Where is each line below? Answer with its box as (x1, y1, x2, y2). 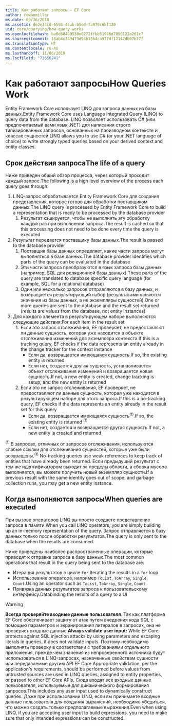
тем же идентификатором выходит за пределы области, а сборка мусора (5, 464, 167, 470)
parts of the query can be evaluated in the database (20, 259, 130, 265)
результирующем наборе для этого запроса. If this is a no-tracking (20, 396, 165, 402)
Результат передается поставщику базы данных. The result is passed (12, 237, 163, 243)
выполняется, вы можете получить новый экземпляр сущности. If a (5, 469, 153, 475)
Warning (5, 601, 23, 607)
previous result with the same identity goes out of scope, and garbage (5, 474, 154, 481)
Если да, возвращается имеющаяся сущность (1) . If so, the (28, 412, 154, 419)
